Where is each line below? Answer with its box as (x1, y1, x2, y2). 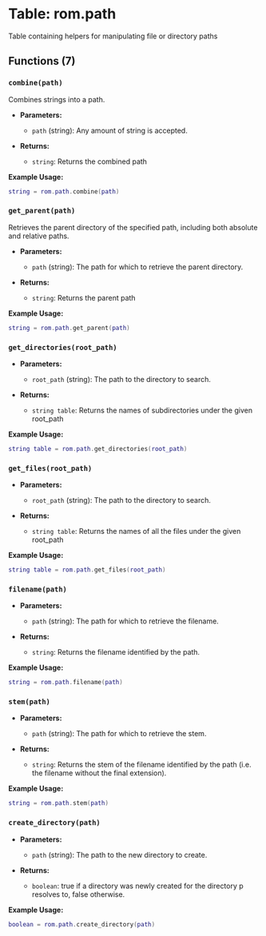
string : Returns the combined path (31, 157, 148, 166)
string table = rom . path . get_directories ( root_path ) (8, 444, 188, 452)
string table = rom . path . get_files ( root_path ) (8, 566, 166, 574)
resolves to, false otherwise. (31, 889, 125, 899)
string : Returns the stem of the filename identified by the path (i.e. (31, 760, 252, 770)
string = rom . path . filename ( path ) (8, 679, 124, 687)
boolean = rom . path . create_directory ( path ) (8, 920, 156, 928)
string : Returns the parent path (31, 293, 136, 302)
